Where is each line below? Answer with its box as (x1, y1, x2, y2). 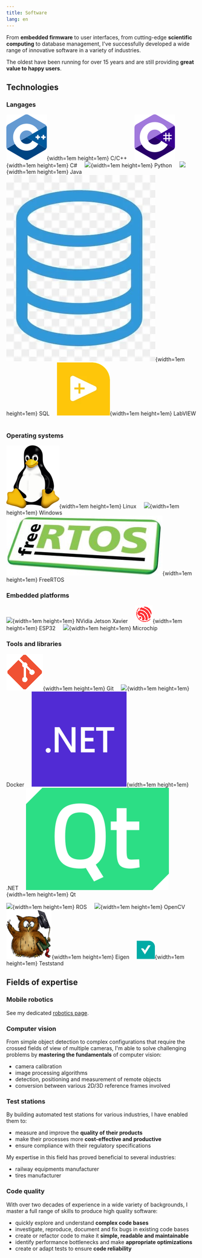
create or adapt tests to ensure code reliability (15, 1245, 132, 1252)
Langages (6, 100, 36, 108)
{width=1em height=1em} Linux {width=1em (59, 503, 180, 510)
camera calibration (15, 1063, 62, 1070)
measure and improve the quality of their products (15, 1129, 143, 1136)
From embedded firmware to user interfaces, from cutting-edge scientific (6, 33, 192, 41)
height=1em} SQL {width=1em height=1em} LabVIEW (6, 410, 197, 418)
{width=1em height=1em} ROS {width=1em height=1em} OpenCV (12, 904, 186, 911)
